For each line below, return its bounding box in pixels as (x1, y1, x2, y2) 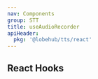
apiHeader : (7, 29, 39, 37)
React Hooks (7, 62, 64, 74)
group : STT (7, 17, 39, 24)
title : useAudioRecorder (7, 23, 80, 30)
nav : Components (7, 10, 55, 17)
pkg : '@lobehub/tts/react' (13, 36, 92, 43)
